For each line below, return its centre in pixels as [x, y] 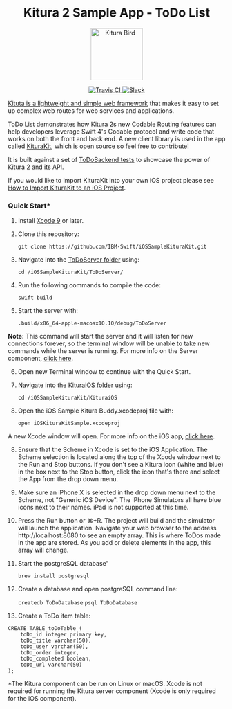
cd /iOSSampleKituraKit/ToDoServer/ [70, 272]
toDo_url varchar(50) [51, 665]
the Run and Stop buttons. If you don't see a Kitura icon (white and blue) [120, 465]
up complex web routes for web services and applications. [91, 110]
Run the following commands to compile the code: [89, 285]
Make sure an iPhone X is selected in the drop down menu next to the [117, 492]
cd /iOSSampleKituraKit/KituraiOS [67, 398]
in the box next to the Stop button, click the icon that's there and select [119, 472]
